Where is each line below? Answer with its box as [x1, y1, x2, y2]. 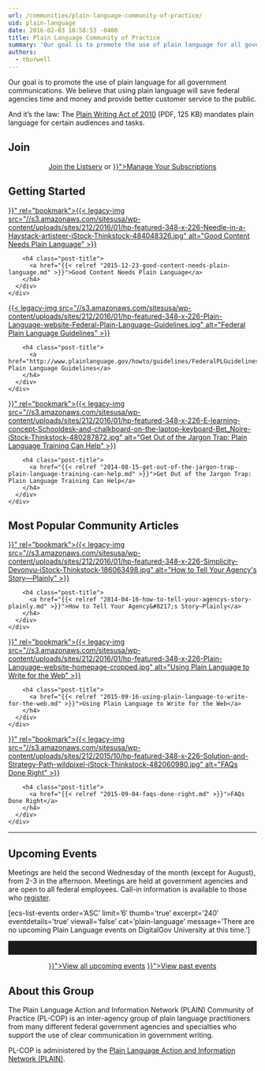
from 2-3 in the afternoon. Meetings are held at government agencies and [8, 877, 248, 886]
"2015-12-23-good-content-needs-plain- [99, 262, 231, 270]
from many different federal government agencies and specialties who [8, 1021, 237, 1031]
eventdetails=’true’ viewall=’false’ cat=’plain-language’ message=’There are [8, 917, 255, 926]
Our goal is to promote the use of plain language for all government [8, 77, 227, 87]
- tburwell [15, 56, 51, 64]
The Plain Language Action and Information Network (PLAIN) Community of [8, 1005, 254, 1014]
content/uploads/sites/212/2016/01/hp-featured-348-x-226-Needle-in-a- [8, 222, 246, 232]
